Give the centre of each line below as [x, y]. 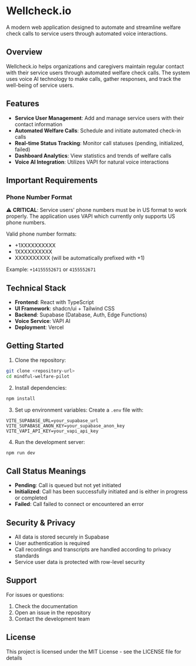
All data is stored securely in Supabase [62, 537]
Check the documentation [46, 606]
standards [27, 556]
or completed [31, 498]
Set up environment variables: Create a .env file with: [79, 410]
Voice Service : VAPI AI [42, 321]
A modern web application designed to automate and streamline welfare [94, 27]
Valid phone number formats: [41, 234]
